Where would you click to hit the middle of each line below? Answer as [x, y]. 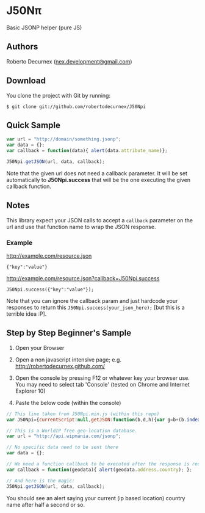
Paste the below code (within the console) [68, 402]
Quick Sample [34, 125]
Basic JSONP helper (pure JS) [44, 27]
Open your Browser [40, 347]
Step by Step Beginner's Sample [69, 333]
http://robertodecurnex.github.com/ [60, 366]
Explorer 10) [30, 391]
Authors [22, 47]
